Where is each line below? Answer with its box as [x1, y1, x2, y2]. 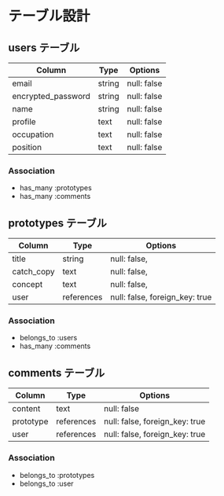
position [12, 142, 42, 152]
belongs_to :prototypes [19, 470, 95, 479]
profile [12, 116, 37, 127]
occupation [12, 129, 54, 140]
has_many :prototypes [19, 183, 92, 193]
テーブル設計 [8, 7, 90, 25]
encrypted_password [12, 91, 90, 101]
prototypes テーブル [8, 216, 108, 230]
